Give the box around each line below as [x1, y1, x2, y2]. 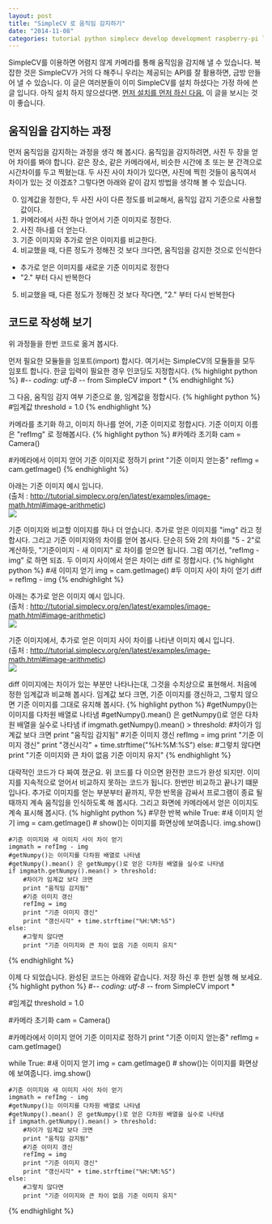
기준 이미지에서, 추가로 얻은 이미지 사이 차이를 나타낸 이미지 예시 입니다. [8, 635, 235, 644]
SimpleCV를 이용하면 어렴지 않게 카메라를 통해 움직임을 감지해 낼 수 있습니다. [8, 57, 253, 67]
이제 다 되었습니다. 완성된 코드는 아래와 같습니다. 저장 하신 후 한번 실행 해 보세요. [8, 972, 263, 982]
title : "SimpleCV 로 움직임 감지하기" [8, 19, 125, 28]
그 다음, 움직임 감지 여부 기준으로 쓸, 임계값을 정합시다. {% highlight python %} [8, 392, 261, 402]
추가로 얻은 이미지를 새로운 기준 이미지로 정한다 [19, 262, 170, 272]
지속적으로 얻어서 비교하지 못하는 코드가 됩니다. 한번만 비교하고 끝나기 [23, 777, 244, 787]
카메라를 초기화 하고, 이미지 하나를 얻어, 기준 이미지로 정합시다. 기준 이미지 [8, 419, 244, 429]
